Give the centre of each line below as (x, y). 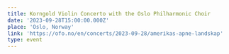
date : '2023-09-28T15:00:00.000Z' (58, 20)
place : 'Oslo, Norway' (41, 27)
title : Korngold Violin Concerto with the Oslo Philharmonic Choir (109, 14)
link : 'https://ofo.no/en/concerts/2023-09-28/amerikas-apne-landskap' (115, 33)
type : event (25, 40)
